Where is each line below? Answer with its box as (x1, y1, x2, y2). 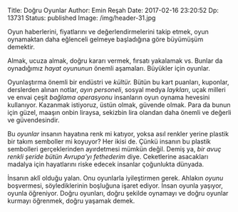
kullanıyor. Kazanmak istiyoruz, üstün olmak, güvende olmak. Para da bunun (7, 101, 231, 109)
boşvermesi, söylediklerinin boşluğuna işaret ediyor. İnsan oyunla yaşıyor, (7, 181, 223, 190)
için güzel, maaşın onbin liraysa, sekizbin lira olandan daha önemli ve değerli (7, 108, 232, 116)
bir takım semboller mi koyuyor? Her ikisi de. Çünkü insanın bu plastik (7, 137, 212, 146)
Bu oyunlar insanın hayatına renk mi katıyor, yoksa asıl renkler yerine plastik (7, 130, 229, 138)
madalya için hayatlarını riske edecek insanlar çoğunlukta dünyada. (7, 160, 205, 168)
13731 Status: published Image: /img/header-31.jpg (7, 14, 156, 22)
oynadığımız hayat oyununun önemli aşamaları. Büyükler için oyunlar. (7, 64, 210, 72)
